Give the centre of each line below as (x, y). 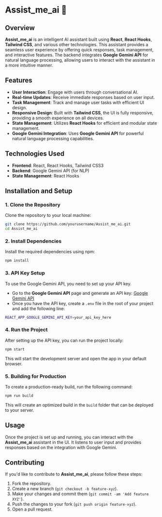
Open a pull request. (32, 509)
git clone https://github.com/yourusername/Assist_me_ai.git (68, 224)
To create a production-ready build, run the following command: (69, 387)
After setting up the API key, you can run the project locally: (64, 340)
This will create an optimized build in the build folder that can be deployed (79, 405)
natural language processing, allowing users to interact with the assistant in (80, 60)
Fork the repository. (32, 484)
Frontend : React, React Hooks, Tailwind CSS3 (58, 165)
